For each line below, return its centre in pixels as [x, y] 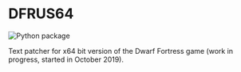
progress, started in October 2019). [66, 59]
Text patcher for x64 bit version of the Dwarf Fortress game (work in [121, 51]
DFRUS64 [41, 14]
